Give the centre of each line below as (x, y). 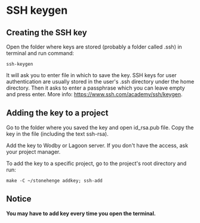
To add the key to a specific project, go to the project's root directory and (96, 163)
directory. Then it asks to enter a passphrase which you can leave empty (96, 88)
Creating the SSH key (47, 33)
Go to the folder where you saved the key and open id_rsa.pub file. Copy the (100, 127)
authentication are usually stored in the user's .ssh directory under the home (100, 82)
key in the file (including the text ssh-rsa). (57, 134)
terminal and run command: (40, 53)
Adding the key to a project (57, 113)
